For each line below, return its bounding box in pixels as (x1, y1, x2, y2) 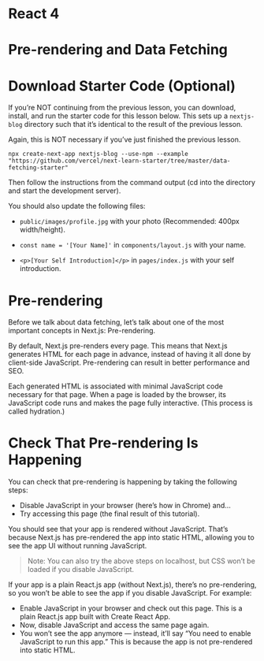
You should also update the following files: (8, 202, 146, 211)
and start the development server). (8, 186, 121, 195)
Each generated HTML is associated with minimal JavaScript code (8, 381, 223, 391)
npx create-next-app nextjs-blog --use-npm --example (8, 150, 189, 158)
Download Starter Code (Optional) (8, 76, 236, 95)
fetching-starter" (8, 164, 69, 172)
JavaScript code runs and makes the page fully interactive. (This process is (8, 399, 254, 408)
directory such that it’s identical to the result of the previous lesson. (24, 120, 243, 129)
